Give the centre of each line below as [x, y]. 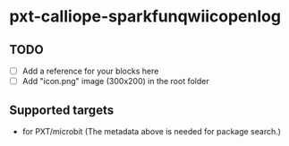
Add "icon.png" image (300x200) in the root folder [115, 82]
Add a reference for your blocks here [90, 71]
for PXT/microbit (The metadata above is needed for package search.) [152, 131]
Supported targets [62, 110]
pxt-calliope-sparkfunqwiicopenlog [145, 17]
